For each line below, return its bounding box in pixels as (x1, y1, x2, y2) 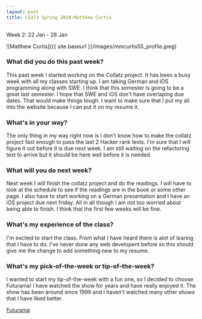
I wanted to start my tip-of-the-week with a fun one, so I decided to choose (6, 275, 194, 283)
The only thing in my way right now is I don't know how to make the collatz (6, 132, 192, 139)
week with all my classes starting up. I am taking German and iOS (6, 78, 169, 85)
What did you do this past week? (6, 58, 104, 66)
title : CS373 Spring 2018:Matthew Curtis (6, 14, 112, 20)
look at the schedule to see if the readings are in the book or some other (6, 186, 186, 193)
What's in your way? (6, 118, 68, 126)
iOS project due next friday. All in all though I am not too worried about (6, 199, 181, 206)
